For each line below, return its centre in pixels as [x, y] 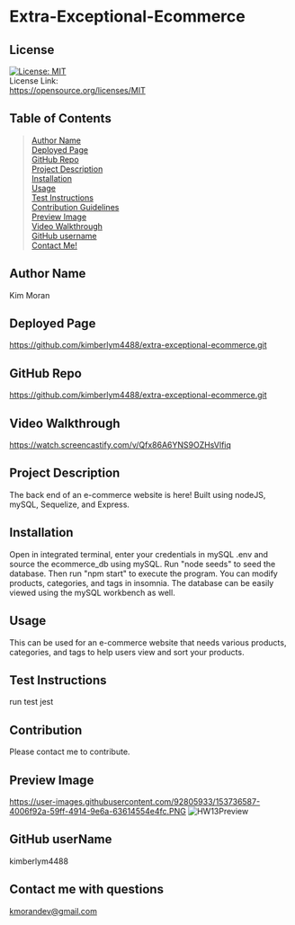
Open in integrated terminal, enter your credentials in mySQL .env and [139, 554]
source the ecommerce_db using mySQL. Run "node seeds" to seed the [143, 564]
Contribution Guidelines [75, 207]
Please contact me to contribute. [70, 752]
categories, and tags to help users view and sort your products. [127, 652]
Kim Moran [30, 295]
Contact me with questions [87, 889]
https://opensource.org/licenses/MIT [77, 90]
